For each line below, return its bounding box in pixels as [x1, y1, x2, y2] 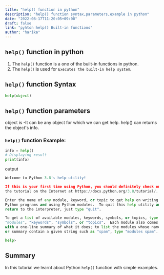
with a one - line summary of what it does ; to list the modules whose [5, 225, 150, 230]
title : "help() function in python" [5, 7, 80, 12]
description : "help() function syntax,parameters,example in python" [5, 12, 150, 17]
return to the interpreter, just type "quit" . [5, 207, 102, 212]
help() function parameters [5, 106, 90, 115]
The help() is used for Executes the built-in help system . [12, 66, 132, 72]
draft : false [5, 21, 32, 26]
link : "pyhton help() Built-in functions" [5, 25, 93, 30]
